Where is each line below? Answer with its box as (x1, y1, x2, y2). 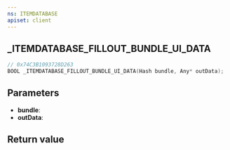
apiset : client (7, 17, 52, 24)
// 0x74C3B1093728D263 (7, 61, 74, 69)
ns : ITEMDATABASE (7, 10, 58, 18)
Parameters (7, 87, 60, 99)
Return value (7, 134, 65, 146)
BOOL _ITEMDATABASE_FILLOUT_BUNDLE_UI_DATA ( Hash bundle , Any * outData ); (7, 68, 224, 75)
